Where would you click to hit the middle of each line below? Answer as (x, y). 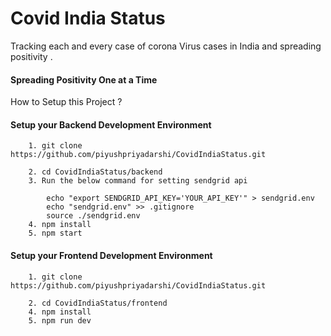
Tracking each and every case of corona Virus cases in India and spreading (166, 46)
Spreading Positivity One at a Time (84, 79)
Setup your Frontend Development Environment (111, 255)
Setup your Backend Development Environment (111, 124)
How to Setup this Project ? (66, 102)
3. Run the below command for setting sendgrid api (138, 181)
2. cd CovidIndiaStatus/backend (95, 172)
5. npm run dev (60, 320)
